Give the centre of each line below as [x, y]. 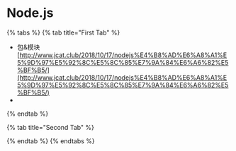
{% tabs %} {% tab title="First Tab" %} [63, 32]
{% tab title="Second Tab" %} [51, 127]
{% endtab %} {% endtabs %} [51, 141]
